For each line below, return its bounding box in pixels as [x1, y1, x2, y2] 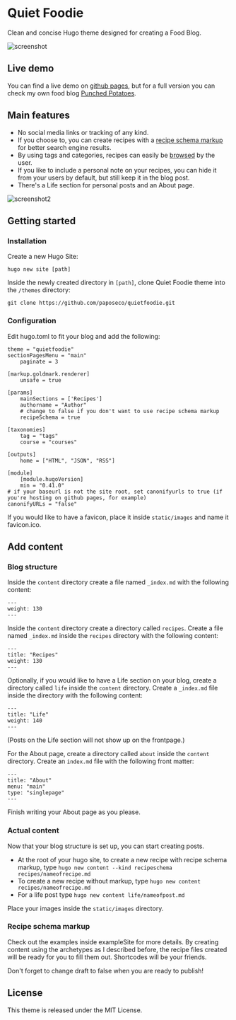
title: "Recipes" [7, 651, 59, 659]
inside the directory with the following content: [7, 691, 143, 700]
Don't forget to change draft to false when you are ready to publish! [7, 966, 203, 975]
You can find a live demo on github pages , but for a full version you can [7, 81, 216, 90]
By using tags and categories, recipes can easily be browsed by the [17, 151, 216, 159]
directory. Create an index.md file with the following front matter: [7, 757, 194, 765]
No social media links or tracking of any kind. [17, 128, 149, 137]
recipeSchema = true [20, 414, 81, 421]
